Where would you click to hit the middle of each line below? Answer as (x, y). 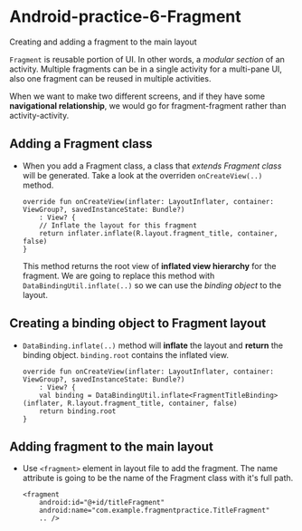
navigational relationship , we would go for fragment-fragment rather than (148, 105)
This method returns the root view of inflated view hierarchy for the (149, 265)
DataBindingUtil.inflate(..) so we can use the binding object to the (152, 285)
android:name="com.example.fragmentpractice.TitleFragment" (155, 511)
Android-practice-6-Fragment (125, 17)
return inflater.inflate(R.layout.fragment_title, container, (159, 233)
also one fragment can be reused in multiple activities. (110, 78)
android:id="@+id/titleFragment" (102, 503)
